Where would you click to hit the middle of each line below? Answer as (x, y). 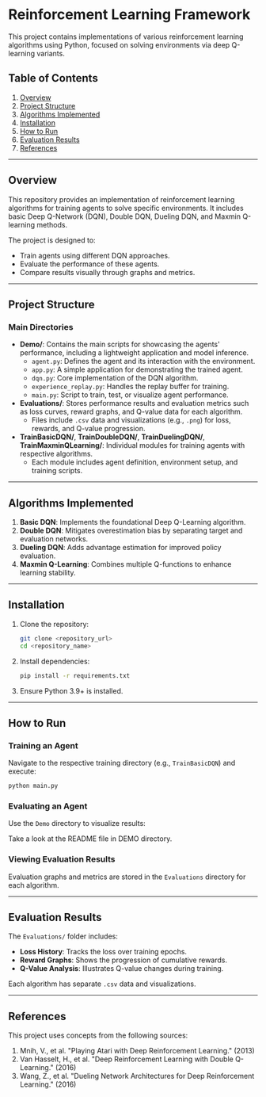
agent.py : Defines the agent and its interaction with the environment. (143, 361)
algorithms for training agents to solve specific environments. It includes (126, 208)
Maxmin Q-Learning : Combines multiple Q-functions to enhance (125, 564)
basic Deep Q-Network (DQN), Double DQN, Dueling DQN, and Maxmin (125, 216)
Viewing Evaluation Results (62, 859)
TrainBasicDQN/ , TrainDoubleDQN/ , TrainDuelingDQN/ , (112, 437)
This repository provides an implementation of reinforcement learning (122, 199)
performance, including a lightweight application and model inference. (134, 353)
